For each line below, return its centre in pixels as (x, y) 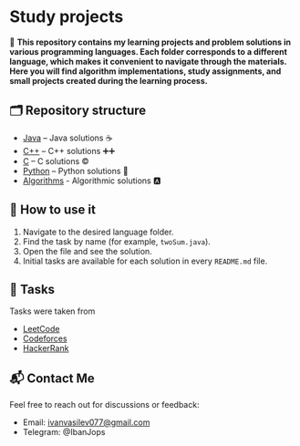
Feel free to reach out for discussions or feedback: (104, 405)
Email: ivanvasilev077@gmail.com (86, 422)
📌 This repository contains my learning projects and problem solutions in (150, 42)
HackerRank (46, 348)
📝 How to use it (52, 210)
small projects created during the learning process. (109, 80)
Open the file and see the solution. (87, 251)
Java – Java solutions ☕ (67, 138)
